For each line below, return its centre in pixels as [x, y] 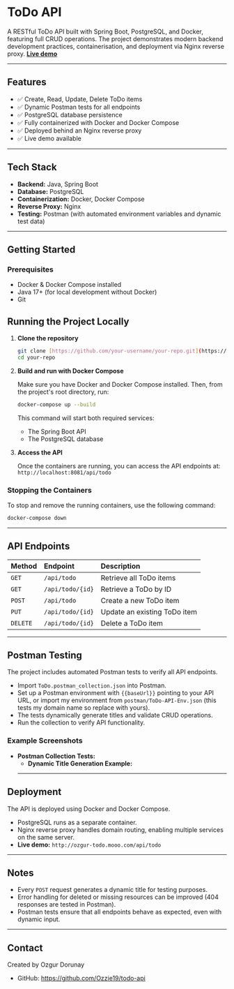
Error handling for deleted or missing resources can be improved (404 [118, 897]
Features [27, 82]
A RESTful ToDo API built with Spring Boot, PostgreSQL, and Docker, [106, 31]
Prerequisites [30, 269]
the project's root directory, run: [63, 392]
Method [24, 566]
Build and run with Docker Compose [70, 371]
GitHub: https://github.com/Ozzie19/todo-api [81, 979]
